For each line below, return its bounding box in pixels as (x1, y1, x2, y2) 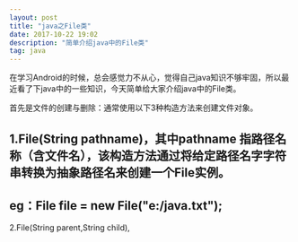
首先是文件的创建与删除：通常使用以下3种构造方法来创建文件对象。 (9, 102, 259, 113)
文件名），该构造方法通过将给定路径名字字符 (44, 148, 287, 163)
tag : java (9, 47, 47, 56)
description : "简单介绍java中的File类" (9, 38, 149, 48)
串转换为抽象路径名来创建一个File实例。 (9, 165, 231, 180)
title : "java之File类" (9, 22, 92, 30)
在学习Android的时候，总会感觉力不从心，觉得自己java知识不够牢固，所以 (9, 73, 282, 83)
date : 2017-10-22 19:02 (9, 30, 99, 39)
